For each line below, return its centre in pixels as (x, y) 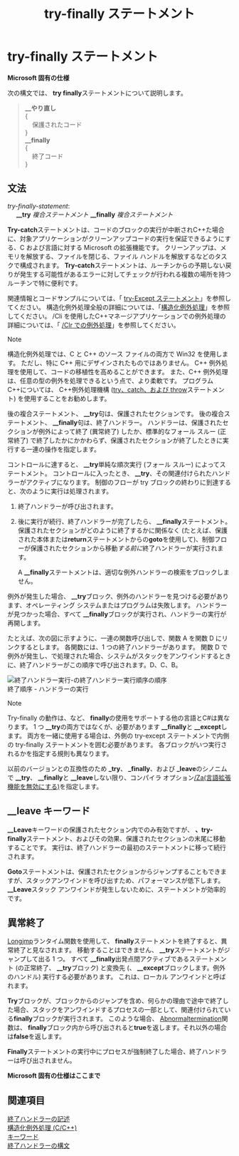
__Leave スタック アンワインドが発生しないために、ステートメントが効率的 (117, 889)
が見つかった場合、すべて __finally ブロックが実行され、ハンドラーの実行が (117, 614)
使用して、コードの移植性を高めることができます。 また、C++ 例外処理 (124, 371)
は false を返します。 (37, 1036)
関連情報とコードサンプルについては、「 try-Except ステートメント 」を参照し (119, 298)
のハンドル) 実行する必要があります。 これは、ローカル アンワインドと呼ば (117, 977)
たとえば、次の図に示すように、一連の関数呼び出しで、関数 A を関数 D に (115, 638)
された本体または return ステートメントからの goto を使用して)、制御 (116, 539)
